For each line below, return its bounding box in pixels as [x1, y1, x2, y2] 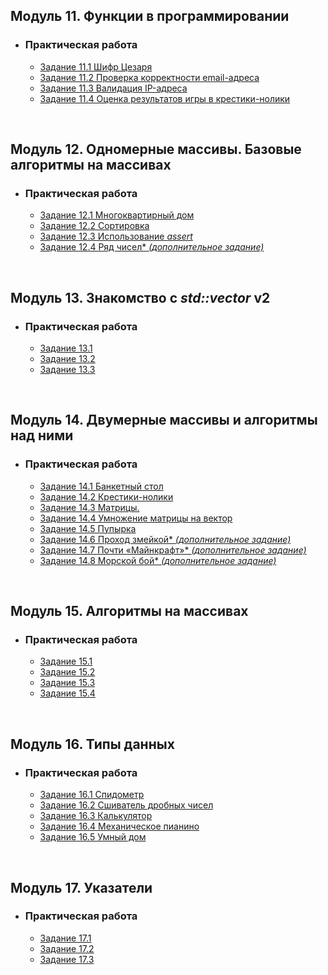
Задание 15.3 [39, 677, 96, 689]
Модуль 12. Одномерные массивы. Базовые [10, 141, 302, 158]
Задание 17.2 [39, 942, 95, 954]
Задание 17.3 [39, 953, 95, 965]
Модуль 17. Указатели [10, 879, 153, 896]
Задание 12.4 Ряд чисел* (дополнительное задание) [39, 241, 265, 253]
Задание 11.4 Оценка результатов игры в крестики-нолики [39, 92, 291, 104]
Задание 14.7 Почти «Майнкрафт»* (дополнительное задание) [39, 544, 307, 556]
